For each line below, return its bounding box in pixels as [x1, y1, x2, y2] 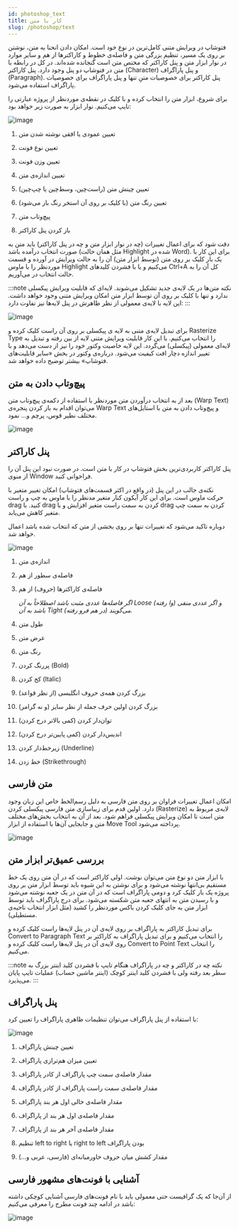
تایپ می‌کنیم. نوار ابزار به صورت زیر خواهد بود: [8, 102, 132, 111]
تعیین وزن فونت [18, 157, 60, 166]
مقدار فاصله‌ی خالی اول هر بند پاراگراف [18, 1098, 123, 1106]
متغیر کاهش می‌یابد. [8, 509, 61, 516]
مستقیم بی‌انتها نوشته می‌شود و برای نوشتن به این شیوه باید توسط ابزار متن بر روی [8, 880, 227, 889]
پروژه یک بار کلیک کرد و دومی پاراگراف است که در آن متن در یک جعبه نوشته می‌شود [8, 887, 229, 896]
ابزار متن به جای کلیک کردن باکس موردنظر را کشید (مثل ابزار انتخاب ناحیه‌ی [8, 903, 208, 911]
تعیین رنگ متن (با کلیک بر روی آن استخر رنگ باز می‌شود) [18, 198, 167, 207]
